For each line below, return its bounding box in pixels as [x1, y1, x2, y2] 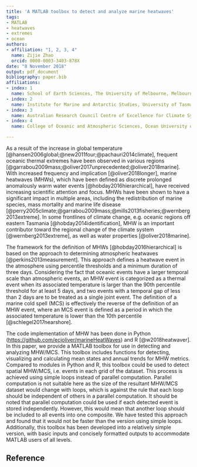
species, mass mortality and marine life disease [6, 201, 121, 208]
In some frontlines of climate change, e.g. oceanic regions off [42, 214, 191, 221]
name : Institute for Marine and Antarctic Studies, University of [11, 101, 177, 108]
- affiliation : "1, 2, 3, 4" [6, 47, 77, 53]
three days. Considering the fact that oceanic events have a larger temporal [6, 269, 189, 275]
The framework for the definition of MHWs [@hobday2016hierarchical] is [6, 243, 182, 251]
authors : [6, 42, 28, 48]
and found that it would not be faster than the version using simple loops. [6, 418, 183, 424]
